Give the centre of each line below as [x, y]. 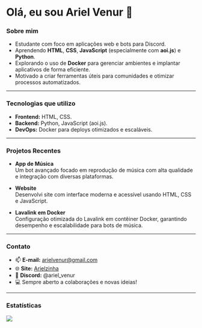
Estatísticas [24, 306]
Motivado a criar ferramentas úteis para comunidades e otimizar [94, 76]
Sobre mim [23, 31]
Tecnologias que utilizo [41, 103]
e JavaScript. [31, 201]
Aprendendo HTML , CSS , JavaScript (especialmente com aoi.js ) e [98, 50]
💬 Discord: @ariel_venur [45, 275]
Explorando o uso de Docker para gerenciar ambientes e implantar [97, 63]
